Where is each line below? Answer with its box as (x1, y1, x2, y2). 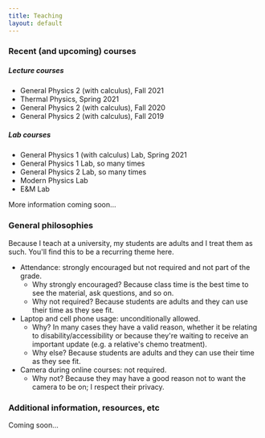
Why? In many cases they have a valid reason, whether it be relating (31, 322, 258, 332)
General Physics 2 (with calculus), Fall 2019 (19, 112, 165, 121)
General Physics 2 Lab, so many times (19, 167, 147, 177)
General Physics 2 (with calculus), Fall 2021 (19, 86, 165, 96)
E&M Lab (19, 184, 51, 194)
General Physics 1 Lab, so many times (19, 158, 145, 169)
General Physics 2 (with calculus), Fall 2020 (19, 103, 166, 113)
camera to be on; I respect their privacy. (31, 382, 165, 391)
